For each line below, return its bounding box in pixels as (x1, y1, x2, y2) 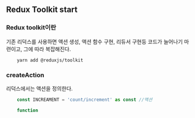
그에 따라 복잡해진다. (23, 45, 71, 53)
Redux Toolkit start (6, 5, 78, 15)
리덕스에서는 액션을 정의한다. (6, 85, 73, 92)
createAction (6, 71, 44, 79)
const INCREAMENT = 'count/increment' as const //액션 (17, 97, 153, 103)
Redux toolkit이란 (6, 24, 56, 32)
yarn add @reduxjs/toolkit (17, 57, 84, 63)
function (17, 107, 39, 113)
